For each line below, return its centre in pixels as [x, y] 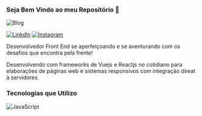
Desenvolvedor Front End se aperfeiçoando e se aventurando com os [93, 46]
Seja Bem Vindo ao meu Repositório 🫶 [63, 10]
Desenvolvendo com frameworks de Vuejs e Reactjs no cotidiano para [94, 65]
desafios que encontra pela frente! [50, 53]
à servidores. [23, 78]
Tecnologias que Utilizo [42, 94]
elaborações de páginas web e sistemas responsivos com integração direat [101, 71]
